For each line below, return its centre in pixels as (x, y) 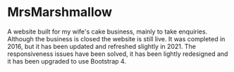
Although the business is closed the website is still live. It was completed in (116, 38)
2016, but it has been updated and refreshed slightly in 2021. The (101, 46)
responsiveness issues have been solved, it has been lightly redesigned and (118, 54)
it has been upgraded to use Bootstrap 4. (67, 61)
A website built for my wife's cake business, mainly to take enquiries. (107, 31)
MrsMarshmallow (60, 12)
